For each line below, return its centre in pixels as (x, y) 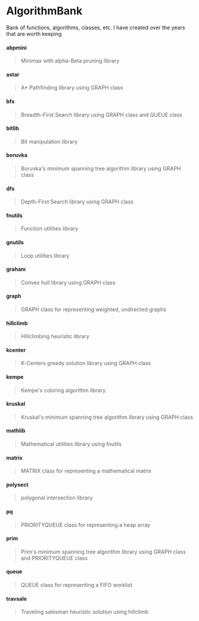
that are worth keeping (34, 33)
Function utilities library (49, 228)
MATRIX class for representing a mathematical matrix (86, 471)
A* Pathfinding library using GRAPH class (72, 88)
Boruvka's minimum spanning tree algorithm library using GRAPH (101, 168)
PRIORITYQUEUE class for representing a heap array (85, 525)
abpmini (16, 47)
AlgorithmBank (44, 11)
